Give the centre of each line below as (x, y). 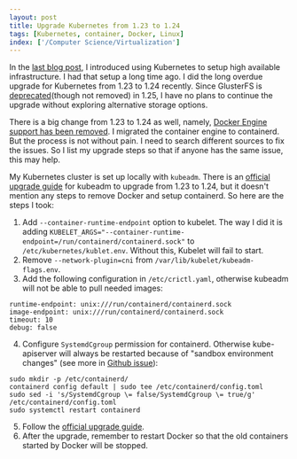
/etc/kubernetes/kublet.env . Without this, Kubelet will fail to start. (143, 251)
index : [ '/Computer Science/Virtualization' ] (94, 42)
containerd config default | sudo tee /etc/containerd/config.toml (137, 387)
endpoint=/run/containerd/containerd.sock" (104, 242)
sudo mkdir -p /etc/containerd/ (69, 379)
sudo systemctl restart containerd (75, 410)
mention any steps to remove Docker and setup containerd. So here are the (147, 196)
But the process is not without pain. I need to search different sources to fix (147, 141)
